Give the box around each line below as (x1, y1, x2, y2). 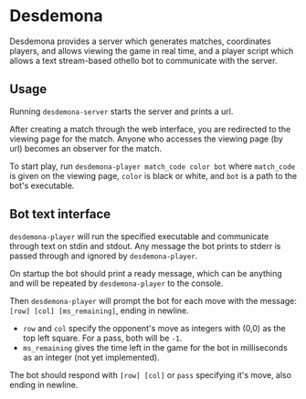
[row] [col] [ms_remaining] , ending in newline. (9, 305, 189, 316)
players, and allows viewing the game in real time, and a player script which (9, 45, 294, 56)
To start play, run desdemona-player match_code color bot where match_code (9, 161, 296, 172)
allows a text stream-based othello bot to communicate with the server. (9, 55, 278, 66)
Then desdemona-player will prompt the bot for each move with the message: (9, 295, 297, 306)
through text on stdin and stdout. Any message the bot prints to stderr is (9, 240, 281, 251)
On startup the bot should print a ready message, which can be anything (9, 268, 283, 278)
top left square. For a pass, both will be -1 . (22, 332, 183, 343)
